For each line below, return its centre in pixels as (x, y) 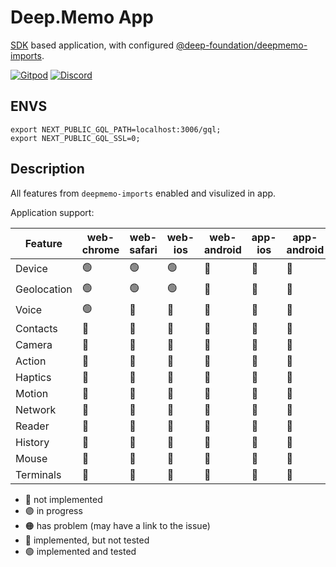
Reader (32, 426)
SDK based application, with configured (92, 45)
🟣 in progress (53, 510)
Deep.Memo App (82, 17)
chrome (100, 249)
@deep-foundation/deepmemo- (241, 45)
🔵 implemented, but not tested (87, 540)
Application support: (52, 212)
